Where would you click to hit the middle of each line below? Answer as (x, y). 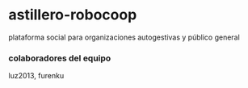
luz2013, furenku (36, 76)
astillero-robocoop (73, 15)
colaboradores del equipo (60, 58)
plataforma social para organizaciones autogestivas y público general (124, 37)
